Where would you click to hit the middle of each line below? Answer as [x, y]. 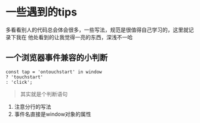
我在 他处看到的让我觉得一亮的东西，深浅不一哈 [74, 37]
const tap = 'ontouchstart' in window [54, 72]
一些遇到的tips [41, 12]
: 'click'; [19, 82]
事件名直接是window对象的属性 [53, 114]
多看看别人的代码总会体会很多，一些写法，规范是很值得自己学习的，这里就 [97, 30]
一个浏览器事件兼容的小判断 [57, 58]
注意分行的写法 [33, 106]
